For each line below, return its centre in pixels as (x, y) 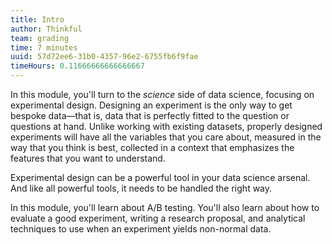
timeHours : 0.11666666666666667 (77, 66)
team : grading (40, 38)
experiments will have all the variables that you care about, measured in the (166, 137)
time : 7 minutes (44, 47)
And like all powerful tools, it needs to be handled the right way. (141, 188)
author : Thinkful (46, 29)
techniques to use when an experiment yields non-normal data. (141, 229)
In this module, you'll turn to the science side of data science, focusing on (162, 94)
